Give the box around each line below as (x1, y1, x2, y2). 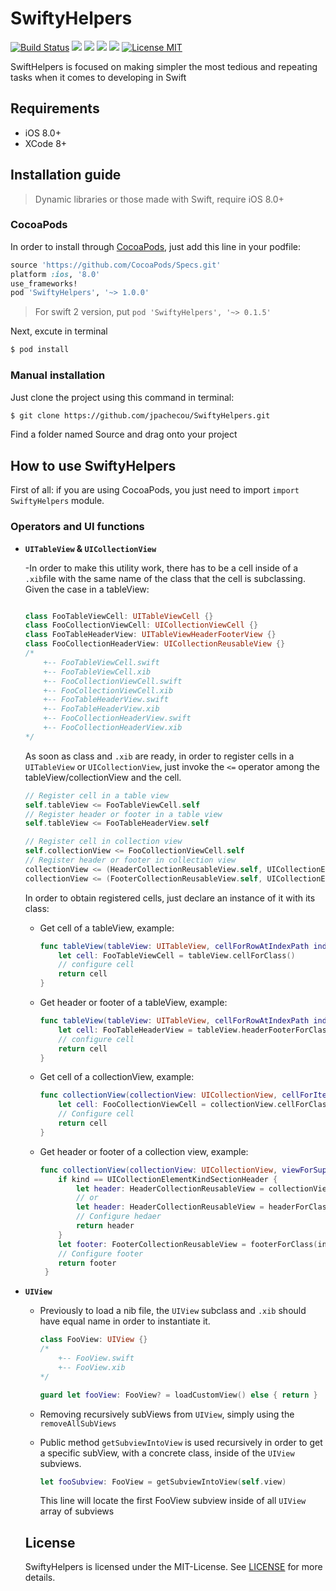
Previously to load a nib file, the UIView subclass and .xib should (39, 1305, 307, 1317)
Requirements (10, 100, 100, 117)
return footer (58, 1258, 117, 1268)
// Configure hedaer (75, 1212, 162, 1222)
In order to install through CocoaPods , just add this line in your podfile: (10, 240, 302, 252)
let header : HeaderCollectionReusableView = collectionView (75, 1183, 332, 1194)
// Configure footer (58, 1248, 144, 1259)
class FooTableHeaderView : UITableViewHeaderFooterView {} (24, 630, 277, 640)
